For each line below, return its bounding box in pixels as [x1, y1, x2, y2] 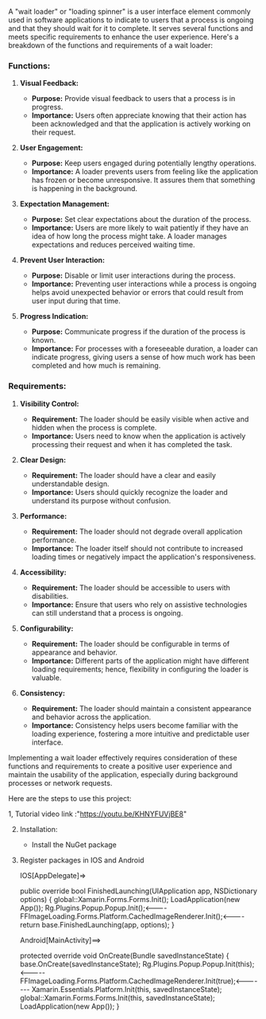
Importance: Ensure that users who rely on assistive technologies [31, 600, 248, 609]
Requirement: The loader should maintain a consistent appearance [31, 703, 252, 713]
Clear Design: [19, 455, 66, 465]
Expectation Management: [19, 199, 110, 209]
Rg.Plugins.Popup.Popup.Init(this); [142, 959, 255, 969]
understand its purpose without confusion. [31, 496, 172, 505]
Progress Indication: [19, 312, 89, 321]
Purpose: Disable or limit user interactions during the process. [31, 270, 236, 281]
